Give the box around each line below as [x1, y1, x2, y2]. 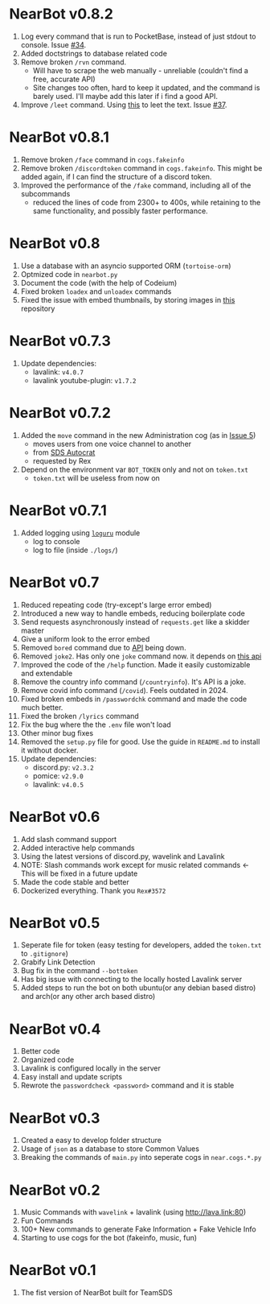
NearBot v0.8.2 [9, 5, 114, 23]
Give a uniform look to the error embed [20, 633, 150, 644]
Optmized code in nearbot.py [20, 269, 118, 279]
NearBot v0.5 [9, 914, 100, 932]
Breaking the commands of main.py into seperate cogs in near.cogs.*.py [20, 1153, 262, 1162]
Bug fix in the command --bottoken [20, 966, 138, 976]
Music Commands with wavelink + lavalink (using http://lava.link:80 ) [20, 1207, 247, 1217]
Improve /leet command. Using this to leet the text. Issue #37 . [20, 100, 227, 109]
